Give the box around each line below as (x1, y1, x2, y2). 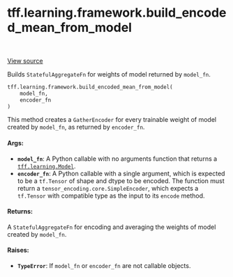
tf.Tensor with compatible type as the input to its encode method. (17, 191, 205, 200)
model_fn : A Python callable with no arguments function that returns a (17, 155, 218, 163)
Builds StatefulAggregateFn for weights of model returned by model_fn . (7, 70, 211, 78)
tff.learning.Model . (17, 161, 76, 170)
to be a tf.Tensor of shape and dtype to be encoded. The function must (17, 176, 225, 185)
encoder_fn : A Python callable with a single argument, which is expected (17, 169, 225, 177)
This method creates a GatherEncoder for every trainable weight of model (7, 116, 217, 124)
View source (7, 56, 43, 65)
